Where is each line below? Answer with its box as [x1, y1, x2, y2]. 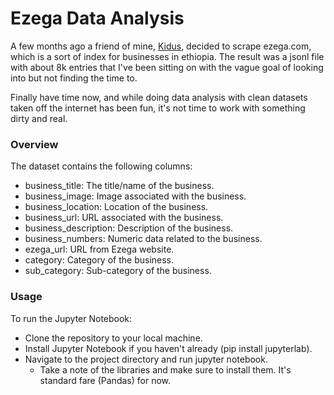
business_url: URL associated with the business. [24, 212, 224, 224]
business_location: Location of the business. [24, 201, 209, 213]
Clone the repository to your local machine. [24, 332, 203, 344]
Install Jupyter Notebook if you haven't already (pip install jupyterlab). [24, 342, 313, 354]
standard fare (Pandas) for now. [39, 374, 172, 386]
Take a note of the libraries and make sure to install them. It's [39, 363, 292, 376]
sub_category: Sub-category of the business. [24, 265, 212, 277]
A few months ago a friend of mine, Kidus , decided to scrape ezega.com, [10, 40, 312, 52]
